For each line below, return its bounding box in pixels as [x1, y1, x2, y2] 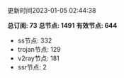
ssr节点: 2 [17, 63, 47, 71]
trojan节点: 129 [17, 45, 62, 53]
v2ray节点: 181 [17, 54, 60, 62]
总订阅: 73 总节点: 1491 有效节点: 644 [7, 21, 118, 30]
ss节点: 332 [17, 36, 52, 45]
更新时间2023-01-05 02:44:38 [7, 6, 96, 14]
